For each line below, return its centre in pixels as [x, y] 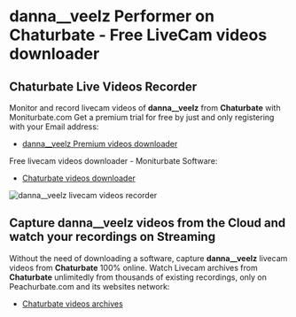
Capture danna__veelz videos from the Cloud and [148, 223]
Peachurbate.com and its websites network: [90, 286]
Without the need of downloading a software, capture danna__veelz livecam [148, 258]
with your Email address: [54, 127]
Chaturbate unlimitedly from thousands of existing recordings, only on [138, 277]
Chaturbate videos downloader [78, 178]
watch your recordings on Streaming [112, 237]
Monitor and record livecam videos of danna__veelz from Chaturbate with [145, 108]
